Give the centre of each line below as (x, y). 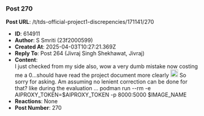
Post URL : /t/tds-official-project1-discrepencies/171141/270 (80, 22)
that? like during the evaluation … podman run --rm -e (83, 88)
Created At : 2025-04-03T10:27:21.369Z (65, 47)
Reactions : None (36, 101)
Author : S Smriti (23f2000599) (54, 41)
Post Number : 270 (38, 108)
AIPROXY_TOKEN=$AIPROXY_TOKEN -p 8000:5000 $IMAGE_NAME (101, 95)
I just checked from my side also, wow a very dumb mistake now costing (106, 66)
